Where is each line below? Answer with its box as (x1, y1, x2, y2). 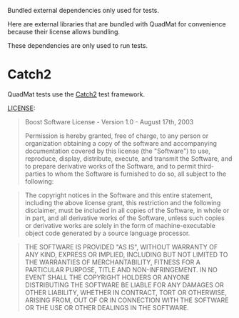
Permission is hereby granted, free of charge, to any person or (24, 131, 209, 140)
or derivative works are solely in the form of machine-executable (24, 221, 215, 229)
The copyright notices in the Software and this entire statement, (24, 191, 213, 199)
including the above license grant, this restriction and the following (24, 198, 221, 207)
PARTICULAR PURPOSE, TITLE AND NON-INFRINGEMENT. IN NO (24, 265, 218, 274)
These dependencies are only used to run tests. (7, 41, 148, 49)
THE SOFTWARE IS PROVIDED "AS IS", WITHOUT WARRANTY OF (24, 242, 218, 251)
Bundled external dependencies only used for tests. (7, 6, 159, 14)
